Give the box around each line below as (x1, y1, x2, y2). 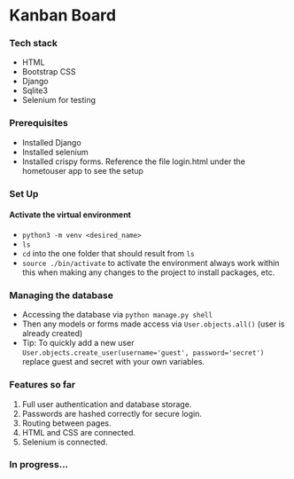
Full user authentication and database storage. (21, 398, 192, 409)
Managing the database (9, 289, 113, 302)
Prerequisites (9, 117, 68, 130)
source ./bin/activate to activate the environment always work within (21, 257, 280, 268)
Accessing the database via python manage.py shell (21, 310, 213, 320)
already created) (21, 328, 83, 339)
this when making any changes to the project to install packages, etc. (21, 267, 275, 278)
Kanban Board (9, 5, 117, 26)
